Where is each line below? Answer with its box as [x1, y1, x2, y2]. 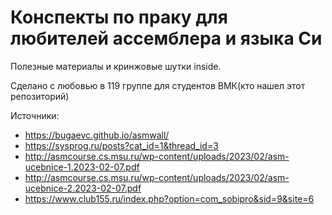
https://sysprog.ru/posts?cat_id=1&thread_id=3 [24, 139, 219, 151]
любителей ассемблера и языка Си [10, 27, 323, 50]
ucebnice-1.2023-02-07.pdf [24, 161, 140, 173]
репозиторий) [10, 90, 70, 102]
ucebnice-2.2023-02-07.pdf [24, 182, 142, 194]
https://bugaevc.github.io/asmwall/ [24, 129, 170, 141]
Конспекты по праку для [10, 6, 228, 29]
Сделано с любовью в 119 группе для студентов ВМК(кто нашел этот [10, 79, 306, 91]
